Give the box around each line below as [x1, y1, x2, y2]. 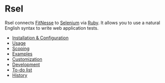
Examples [12, 51, 33, 57]
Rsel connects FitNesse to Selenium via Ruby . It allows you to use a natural [5, 20, 160, 26]
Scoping [12, 45, 30, 51]
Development [12, 61, 40, 67]
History [12, 72, 28, 78]
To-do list [12, 66, 32, 73]
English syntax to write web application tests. [5, 25, 99, 31]
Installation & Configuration [12, 35, 69, 41]
